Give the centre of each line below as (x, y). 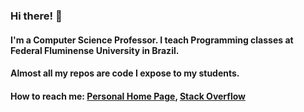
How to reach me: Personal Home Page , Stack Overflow (128, 96)
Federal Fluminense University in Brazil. (95, 50)
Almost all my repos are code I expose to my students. (125, 73)
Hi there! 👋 (36, 16)
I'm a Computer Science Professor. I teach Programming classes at (152, 40)
